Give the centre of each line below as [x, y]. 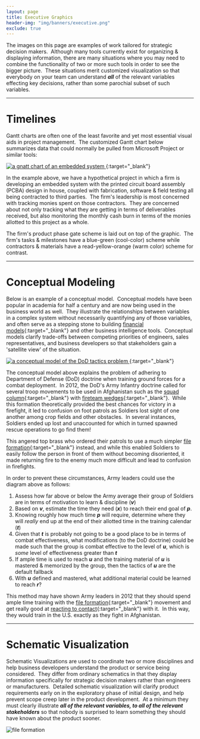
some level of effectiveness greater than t [66, 553]
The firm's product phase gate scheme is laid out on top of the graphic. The [100, 234]
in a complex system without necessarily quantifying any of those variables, [99, 318]
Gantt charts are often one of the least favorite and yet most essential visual [99, 136]
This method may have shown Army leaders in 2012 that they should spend [99, 596]
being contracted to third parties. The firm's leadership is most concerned [98, 197]
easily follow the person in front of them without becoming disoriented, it [95, 454]
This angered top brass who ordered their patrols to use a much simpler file [99, 441]
